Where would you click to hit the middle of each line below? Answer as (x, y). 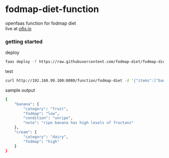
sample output (20, 90)
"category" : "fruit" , (46, 109)
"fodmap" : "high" (41, 141)
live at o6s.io (18, 28)
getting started (24, 41)
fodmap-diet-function (52, 9)
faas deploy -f (21, 62)
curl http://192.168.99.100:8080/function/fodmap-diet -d (67, 81)
